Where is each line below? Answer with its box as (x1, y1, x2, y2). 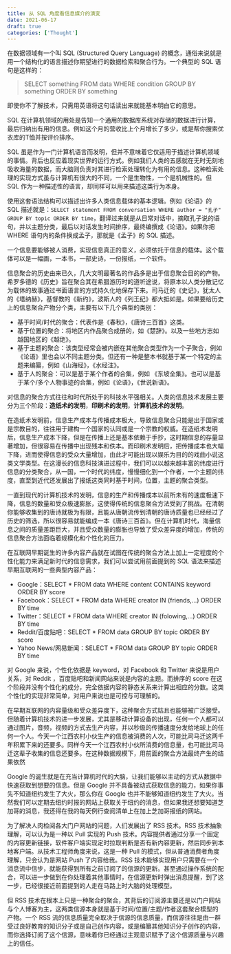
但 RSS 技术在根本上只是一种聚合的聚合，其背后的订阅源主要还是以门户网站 (7, 896, 221, 904)
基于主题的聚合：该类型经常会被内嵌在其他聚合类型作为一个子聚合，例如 (16, 344, 222, 352)
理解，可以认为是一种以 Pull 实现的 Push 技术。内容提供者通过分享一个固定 (7, 830, 219, 838)
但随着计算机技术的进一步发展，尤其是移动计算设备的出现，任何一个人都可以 (7, 715, 224, 723)
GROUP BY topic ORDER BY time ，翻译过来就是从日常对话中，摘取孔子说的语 (7, 214, 220, 222)
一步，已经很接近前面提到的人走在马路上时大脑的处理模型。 (7, 882, 176, 890)
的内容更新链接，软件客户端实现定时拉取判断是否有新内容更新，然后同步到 (7, 838, 218, 847)
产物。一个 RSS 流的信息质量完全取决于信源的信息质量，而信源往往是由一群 (7, 913, 221, 922)
